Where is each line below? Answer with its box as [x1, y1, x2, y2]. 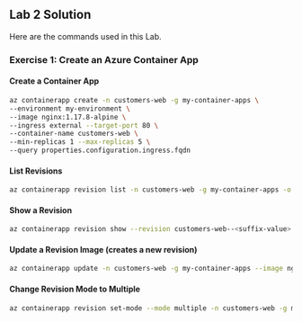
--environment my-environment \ [9, 103, 130, 113]
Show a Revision [9, 204, 73, 215]
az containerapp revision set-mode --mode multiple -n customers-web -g [9, 303, 288, 313]
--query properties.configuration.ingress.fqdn [9, 146, 191, 156]
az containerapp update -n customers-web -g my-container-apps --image [9, 264, 283, 273]
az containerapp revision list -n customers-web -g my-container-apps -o [9, 185, 292, 194]
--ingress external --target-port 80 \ [9, 121, 159, 130]
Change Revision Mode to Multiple [9, 283, 141, 294]
